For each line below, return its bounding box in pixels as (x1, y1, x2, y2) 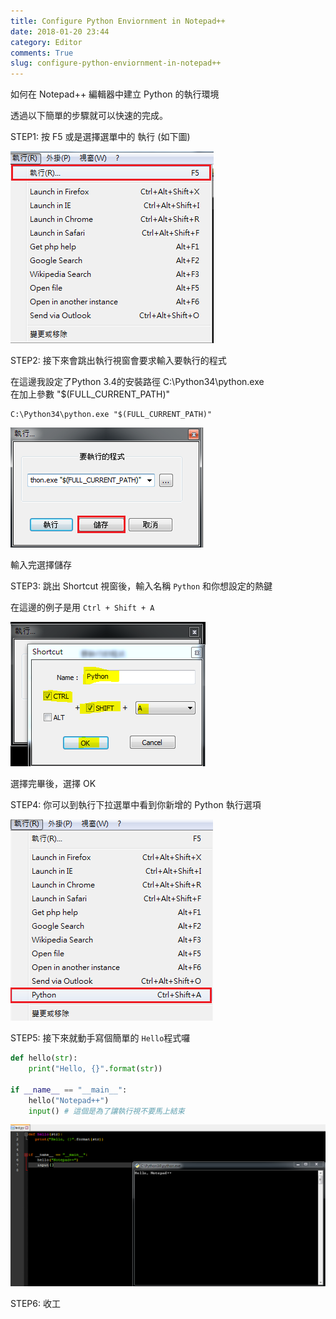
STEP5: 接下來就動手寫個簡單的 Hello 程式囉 (10, 1032, 191, 1044)
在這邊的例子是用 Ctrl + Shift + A (10, 601, 155, 614)
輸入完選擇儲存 (10, 559, 72, 571)
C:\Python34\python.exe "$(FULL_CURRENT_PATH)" (10, 410, 213, 420)
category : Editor (10, 37, 83, 47)
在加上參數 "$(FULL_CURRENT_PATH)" (10, 388, 171, 400)
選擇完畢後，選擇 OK (10, 778, 97, 790)
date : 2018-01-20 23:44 (10, 26, 110, 37)
